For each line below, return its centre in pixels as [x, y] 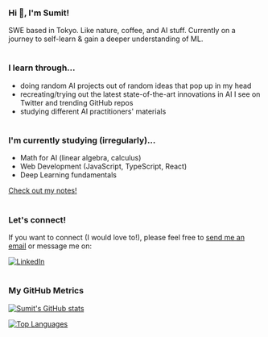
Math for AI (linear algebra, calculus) [80, 158]
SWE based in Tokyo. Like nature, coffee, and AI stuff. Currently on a [122, 31]
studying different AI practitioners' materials [93, 111]
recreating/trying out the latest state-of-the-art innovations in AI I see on [140, 94]
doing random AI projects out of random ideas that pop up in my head [136, 85]
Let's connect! [37, 219]
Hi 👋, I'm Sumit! [39, 13]
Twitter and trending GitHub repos [76, 102]
